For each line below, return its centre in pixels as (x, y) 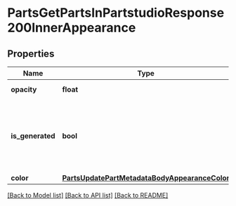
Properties (31, 54)
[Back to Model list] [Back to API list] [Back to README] (88, 195)
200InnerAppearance (72, 28)
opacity (24, 89)
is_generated (33, 136)
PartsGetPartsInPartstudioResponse (116, 13)
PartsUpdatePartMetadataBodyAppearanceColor (146, 178)
